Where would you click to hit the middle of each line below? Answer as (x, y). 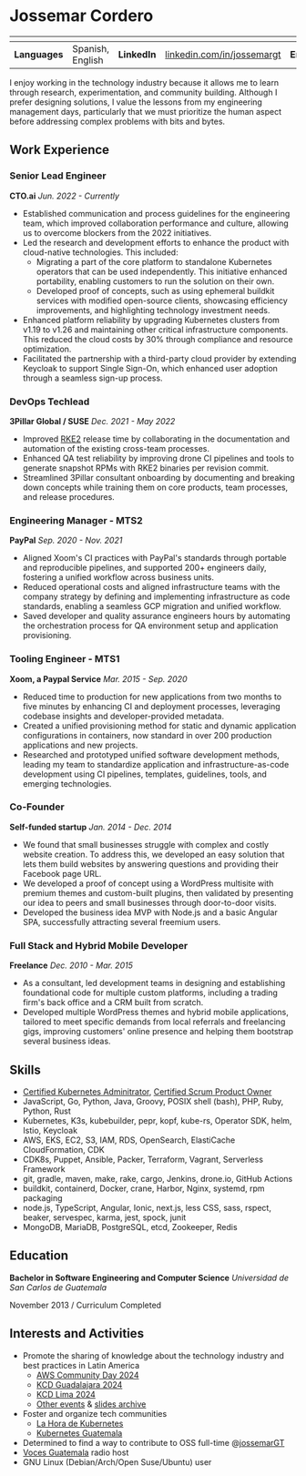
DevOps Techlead (50, 402)
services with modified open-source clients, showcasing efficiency (162, 300)
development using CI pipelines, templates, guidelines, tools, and (144, 774)
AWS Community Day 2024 (87, 1375)
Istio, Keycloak (50, 1130)
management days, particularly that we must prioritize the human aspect (146, 111)
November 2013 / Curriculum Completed (86, 1305)
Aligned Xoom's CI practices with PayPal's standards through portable (154, 558)
